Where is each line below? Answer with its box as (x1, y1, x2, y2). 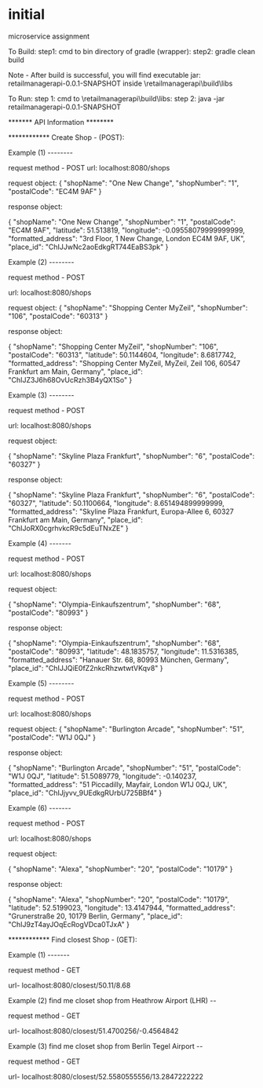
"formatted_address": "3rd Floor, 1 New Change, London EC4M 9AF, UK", (8, 233, 246, 243)
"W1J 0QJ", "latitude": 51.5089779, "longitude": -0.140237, (8, 771, 197, 781)
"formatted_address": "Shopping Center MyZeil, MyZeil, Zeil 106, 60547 (8, 358, 241, 368)
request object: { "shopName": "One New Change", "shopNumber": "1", (8, 178, 239, 188)
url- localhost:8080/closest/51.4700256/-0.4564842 (8, 1026, 179, 1035)
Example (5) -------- (8, 678, 75, 688)
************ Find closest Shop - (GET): (8, 935, 137, 944)
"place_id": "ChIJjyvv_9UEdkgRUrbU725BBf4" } (8, 788, 163, 797)
